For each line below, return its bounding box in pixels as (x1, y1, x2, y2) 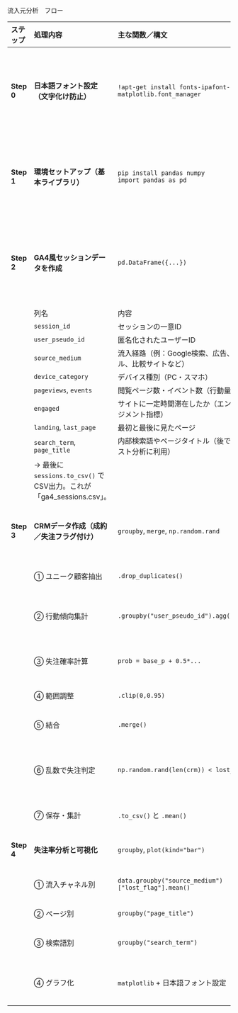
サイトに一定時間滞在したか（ (118, 399, 217, 409)
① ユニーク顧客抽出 (33, 572, 103, 581)
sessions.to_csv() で (33, 470, 105, 480)
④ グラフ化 (33, 978, 74, 987)
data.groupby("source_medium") (118, 877, 223, 884)
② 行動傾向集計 (33, 611, 89, 621)
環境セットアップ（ (33, 167, 98, 176)
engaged (33, 404, 60, 412)
